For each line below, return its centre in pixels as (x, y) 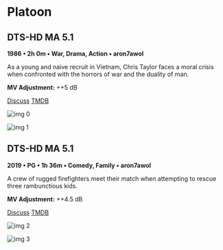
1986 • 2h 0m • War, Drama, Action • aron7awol (75, 53)
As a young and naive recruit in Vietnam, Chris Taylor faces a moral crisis (110, 67)
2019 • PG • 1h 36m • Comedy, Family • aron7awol (79, 165)
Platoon (30, 12)
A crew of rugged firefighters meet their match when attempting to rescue (112, 178)
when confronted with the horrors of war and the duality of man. (98, 74)
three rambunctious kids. (42, 186)
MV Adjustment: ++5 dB (42, 87)
